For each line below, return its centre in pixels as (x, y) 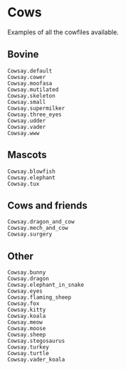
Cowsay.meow (25, 322)
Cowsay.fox (23, 304)
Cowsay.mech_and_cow (38, 228)
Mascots (27, 155)
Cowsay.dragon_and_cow (41, 222)
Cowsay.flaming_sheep (40, 297)
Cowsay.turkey (28, 347)
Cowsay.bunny (27, 273)
